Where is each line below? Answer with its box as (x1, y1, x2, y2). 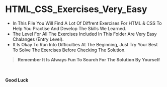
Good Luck (5, 77, 29, 83)
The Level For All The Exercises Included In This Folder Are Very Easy (12, 31, 157, 37)
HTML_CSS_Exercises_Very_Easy (5, 4, 147, 15)
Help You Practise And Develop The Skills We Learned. (12, 25, 127, 31)
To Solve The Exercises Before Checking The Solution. (12, 47, 126, 53)
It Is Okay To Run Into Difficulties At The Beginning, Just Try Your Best (12, 41, 158, 47)
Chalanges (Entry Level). (12, 36, 64, 42)
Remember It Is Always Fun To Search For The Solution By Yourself (17, 56, 160, 62)
